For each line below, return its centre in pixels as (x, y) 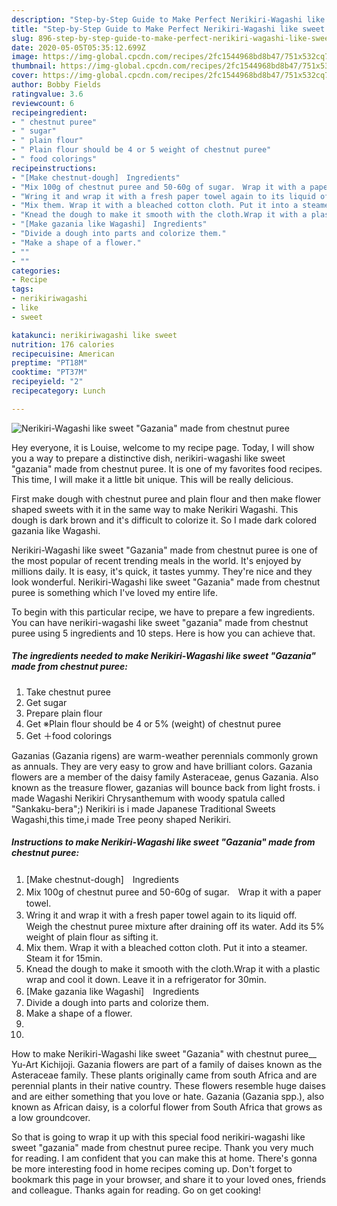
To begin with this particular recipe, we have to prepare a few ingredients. (163, 612)
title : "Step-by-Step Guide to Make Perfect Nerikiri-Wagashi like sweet (168, 29)
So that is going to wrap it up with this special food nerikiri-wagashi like (158, 1137)
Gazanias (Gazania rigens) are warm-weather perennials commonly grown (165, 755)
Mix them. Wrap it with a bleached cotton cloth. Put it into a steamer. (166, 947)
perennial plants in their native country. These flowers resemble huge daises (168, 1085)
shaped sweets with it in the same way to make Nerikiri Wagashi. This (155, 509)
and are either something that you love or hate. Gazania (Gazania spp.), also (168, 1096)
